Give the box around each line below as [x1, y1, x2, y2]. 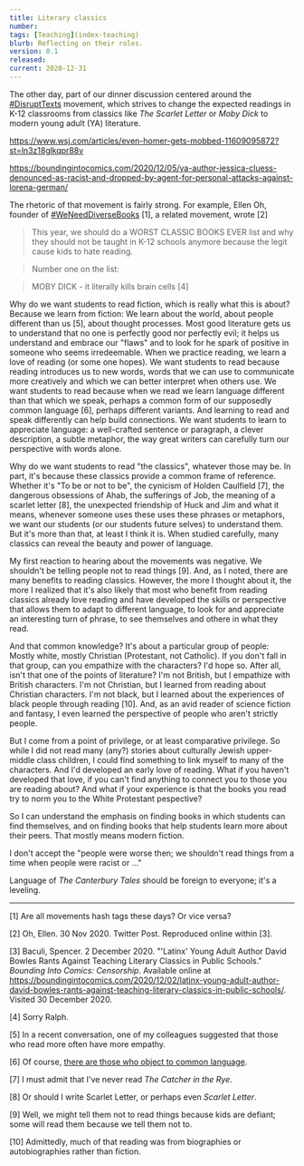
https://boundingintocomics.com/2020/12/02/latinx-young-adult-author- [9, 975, 280, 985]
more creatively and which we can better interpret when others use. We [9, 376, 277, 387]
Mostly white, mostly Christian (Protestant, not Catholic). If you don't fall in [9, 650, 287, 661]
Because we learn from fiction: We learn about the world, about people [9, 308, 274, 318]
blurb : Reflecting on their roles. [9, 38, 144, 48]
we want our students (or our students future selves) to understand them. [9, 518, 283, 529]
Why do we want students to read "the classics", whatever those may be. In [9, 460, 291, 472]
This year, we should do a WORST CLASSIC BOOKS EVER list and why [31, 226, 294, 237]
